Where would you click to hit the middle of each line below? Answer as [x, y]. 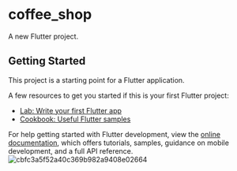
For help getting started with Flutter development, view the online [115, 134]
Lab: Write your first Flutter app [71, 110]
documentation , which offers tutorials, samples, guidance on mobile [118, 143]
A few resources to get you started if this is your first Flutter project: [118, 95]
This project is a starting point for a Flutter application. [96, 80]
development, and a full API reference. [71, 151]
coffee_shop [50, 15]
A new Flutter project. [43, 36]
